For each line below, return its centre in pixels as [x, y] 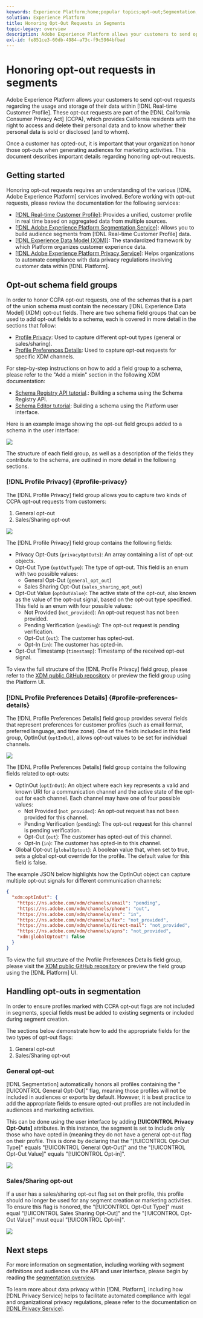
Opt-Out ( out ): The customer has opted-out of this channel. [98, 837]
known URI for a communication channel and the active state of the [99, 792]
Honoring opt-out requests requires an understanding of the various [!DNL [99, 190]
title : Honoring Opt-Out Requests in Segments [66, 23]
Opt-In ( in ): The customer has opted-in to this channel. [92, 843]
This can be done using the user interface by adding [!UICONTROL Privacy [100, 1121]
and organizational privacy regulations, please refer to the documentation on [101, 1302]
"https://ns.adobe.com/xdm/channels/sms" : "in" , [79, 914]
